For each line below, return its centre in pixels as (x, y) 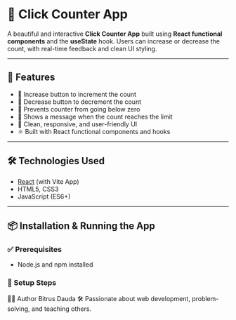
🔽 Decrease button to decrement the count (79, 102)
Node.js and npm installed (55, 265)
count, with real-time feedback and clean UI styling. (82, 48)
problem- (205, 298)
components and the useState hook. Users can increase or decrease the (113, 41)
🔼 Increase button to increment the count (77, 94)
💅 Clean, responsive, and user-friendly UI (77, 124)
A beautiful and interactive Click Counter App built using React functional (115, 34)
